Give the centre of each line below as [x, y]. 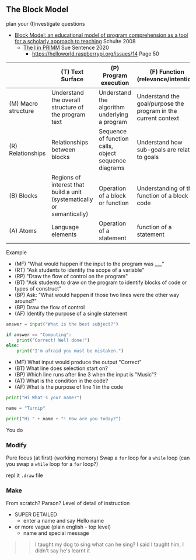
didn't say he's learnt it [62, 551]
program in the [157, 110]
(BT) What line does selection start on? [61, 368]
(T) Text [72, 71]
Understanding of [161, 188]
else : [13, 345]
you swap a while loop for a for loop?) [52, 464]
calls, [106, 146]
